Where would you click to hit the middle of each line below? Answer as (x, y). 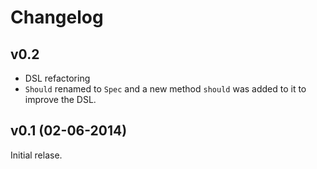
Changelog (57, 17)
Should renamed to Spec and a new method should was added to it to (165, 89)
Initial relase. (36, 155)
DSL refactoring (57, 78)
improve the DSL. (60, 99)
